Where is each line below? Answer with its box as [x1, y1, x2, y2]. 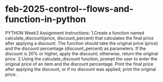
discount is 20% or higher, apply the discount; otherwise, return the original [5, 50, 159, 57]
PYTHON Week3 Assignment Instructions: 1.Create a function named [5, 30, 144, 36]
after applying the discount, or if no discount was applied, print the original [5, 66, 156, 72]
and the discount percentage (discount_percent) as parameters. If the [5, 45, 146, 51]
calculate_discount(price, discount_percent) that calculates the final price [5, 35, 154, 41]
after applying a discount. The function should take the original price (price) [5, 40, 159, 46]
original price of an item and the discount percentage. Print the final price [5, 61, 154, 67]
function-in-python [5, 14, 86, 25]
